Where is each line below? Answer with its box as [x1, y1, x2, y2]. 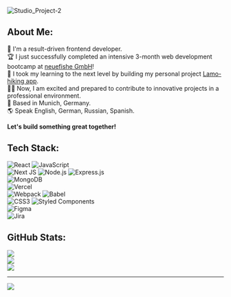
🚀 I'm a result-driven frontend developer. [7, 45, 122, 53]
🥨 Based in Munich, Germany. [7, 98, 91, 107]
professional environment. [7, 91, 81, 100]
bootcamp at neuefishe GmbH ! [7, 62, 94, 70]
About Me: [7, 26, 54, 38]
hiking [7, 76, 25, 85]
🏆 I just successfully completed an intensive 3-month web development [7, 52, 212, 60]
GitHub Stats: [7, 232, 67, 243]
